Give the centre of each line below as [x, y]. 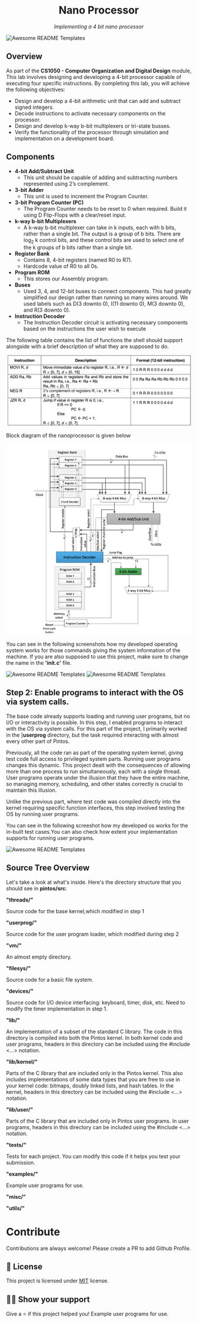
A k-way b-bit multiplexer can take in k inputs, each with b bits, [100, 227]
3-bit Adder [29, 190]
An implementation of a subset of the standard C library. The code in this [94, 1032]
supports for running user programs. [50, 838]
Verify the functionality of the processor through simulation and [91, 132]
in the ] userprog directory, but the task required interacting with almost [93, 735]
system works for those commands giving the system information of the [93, 650]
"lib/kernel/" [22, 1062]
